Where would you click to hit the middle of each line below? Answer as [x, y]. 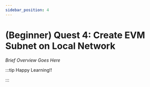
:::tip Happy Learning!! [29, 70]
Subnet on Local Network [60, 46]
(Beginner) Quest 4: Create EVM [75, 35]
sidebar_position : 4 [27, 10]
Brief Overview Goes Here [33, 60]
